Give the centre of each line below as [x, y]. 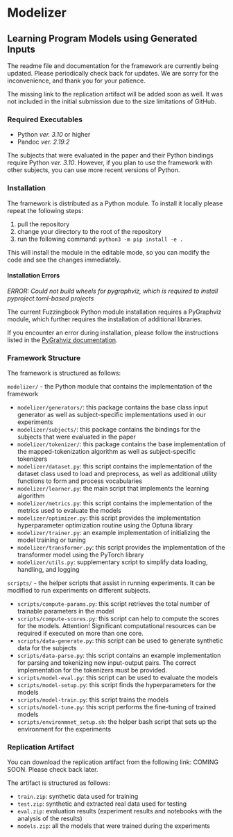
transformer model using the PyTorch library [80, 555]
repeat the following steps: [45, 210]
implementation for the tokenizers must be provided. [92, 670]
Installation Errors [34, 276]
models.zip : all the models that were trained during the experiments [113, 826]
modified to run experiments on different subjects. [79, 591]
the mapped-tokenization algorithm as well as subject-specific [106, 452]
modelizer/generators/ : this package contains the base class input [112, 407]
